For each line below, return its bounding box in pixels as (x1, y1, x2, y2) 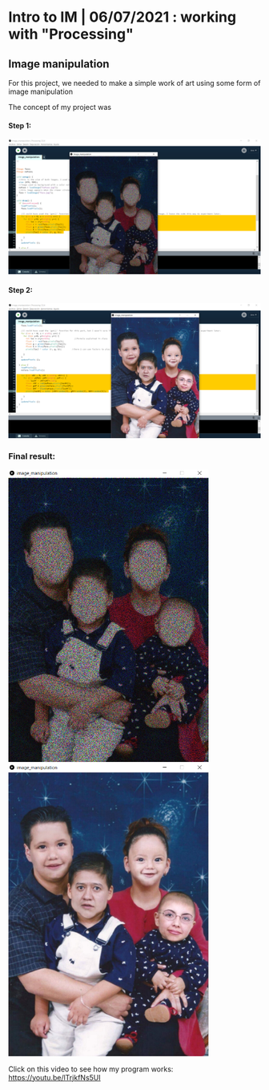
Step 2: (8, 285, 34, 294)
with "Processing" (8, 25, 134, 43)
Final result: (8, 451, 56, 462)
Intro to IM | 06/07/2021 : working (8, 8, 237, 26)
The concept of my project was (8, 103, 112, 111)
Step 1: (8, 120, 32, 130)
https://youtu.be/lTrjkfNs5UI (8, 1072, 102, 1082)
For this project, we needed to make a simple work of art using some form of (8, 79, 261, 87)
